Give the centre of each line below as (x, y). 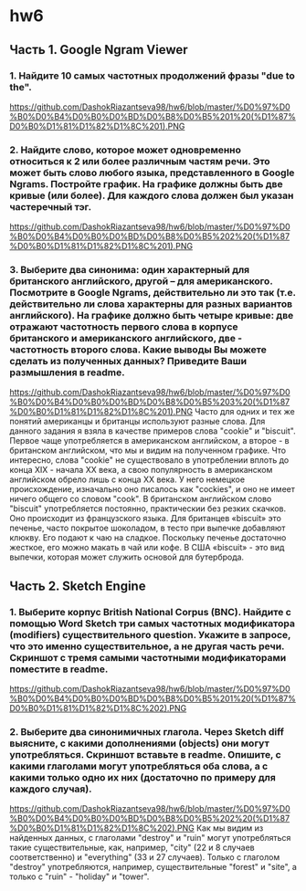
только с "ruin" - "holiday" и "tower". (79, 876)
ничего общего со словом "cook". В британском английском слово (141, 499)
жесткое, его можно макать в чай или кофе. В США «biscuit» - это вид (147, 548)
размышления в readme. (67, 372)
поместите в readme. (59, 669)
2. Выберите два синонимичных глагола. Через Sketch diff (147, 732)
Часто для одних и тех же (245, 412)
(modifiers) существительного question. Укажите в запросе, (150, 634)
